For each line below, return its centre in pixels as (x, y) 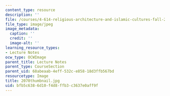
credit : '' (21, 39)
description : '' (22, 15)
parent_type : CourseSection (35, 67)
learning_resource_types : (32, 48)
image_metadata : (22, 29)
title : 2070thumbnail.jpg (32, 81)
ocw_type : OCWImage (26, 57)
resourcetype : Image (27, 76)
